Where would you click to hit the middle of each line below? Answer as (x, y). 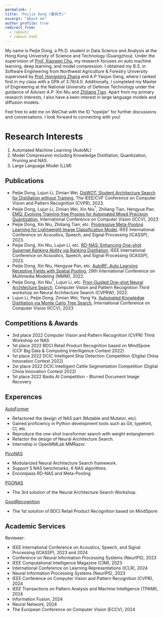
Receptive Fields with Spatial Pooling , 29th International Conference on (83, 271)
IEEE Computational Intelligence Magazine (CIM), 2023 (67, 563)
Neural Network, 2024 (35, 604)
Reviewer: (15, 538)
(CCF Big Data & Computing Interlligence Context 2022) (68, 351)
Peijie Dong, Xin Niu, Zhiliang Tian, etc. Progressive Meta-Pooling (78, 224)
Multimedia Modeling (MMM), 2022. (48, 276)
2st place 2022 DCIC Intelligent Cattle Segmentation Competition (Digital (85, 366)
